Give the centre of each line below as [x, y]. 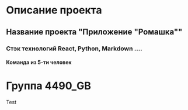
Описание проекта [54, 10]
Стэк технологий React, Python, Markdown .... [74, 49]
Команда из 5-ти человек [39, 63]
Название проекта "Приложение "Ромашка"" [94, 32]
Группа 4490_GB [49, 86]
